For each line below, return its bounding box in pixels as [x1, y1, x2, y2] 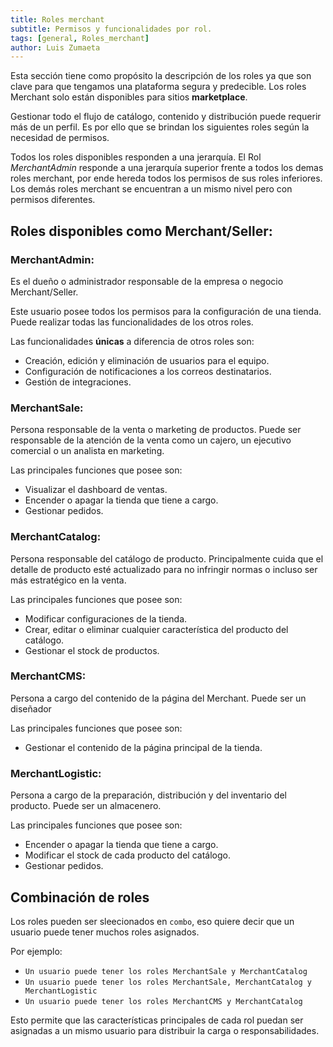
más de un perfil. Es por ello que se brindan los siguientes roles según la [10, 121, 310, 133]
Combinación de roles [10, 889, 150, 906]
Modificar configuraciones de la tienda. [24, 612, 188, 625]
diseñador [10, 702, 52, 715]
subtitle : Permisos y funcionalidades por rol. [10, 24, 213, 34]
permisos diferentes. [10, 194, 96, 206]
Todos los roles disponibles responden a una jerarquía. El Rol [10, 151, 262, 163]
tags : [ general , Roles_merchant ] [10, 33, 150, 43]
